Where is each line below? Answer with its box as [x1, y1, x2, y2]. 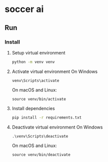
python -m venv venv [11, 59, 55, 64]
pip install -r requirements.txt [11, 115, 82, 120]
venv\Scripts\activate [11, 78, 59, 83]
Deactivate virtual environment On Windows [11, 124, 103, 130]
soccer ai [4, 3, 44, 15]
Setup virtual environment [11, 49, 65, 55]
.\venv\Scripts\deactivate [11, 133, 68, 138]
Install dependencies [11, 105, 55, 111]
